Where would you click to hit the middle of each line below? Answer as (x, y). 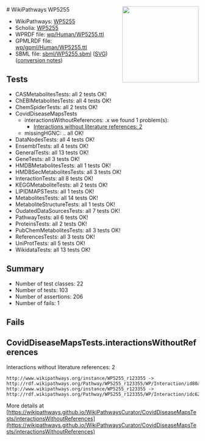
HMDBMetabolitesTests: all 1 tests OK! (63, 165)
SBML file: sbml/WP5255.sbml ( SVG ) (61, 54)
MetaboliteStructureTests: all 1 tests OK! (65, 204)
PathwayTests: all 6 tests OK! (52, 217)
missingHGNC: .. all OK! (54, 133)
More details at (25, 406)
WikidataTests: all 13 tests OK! (53, 249)
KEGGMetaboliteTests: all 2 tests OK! (61, 185)
